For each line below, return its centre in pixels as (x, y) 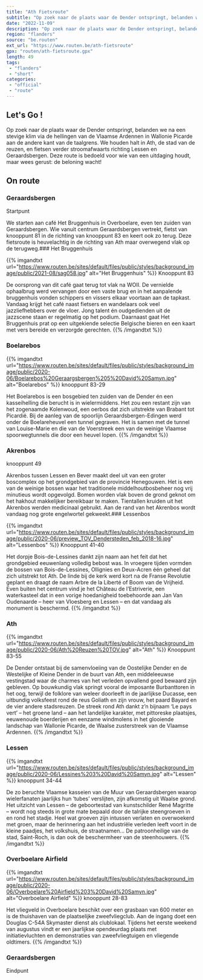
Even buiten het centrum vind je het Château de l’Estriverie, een (85, 589)
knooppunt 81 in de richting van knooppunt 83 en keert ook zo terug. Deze (99, 236)
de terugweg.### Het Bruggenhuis (50, 249)
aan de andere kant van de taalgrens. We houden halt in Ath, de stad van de (101, 142)
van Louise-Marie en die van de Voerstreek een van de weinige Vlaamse (96, 428)
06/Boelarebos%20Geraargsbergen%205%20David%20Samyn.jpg (90, 378)
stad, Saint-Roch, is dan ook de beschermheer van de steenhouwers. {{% (98, 837)
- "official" (25, 85)
